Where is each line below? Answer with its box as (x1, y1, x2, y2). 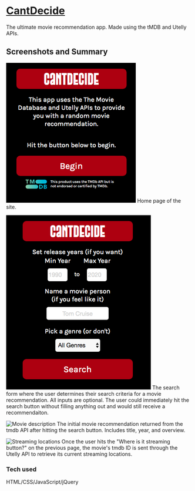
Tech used (6, 465, 37, 473)
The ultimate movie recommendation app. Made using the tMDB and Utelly (6, 23, 187, 31)
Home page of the (137, 197, 181, 204)
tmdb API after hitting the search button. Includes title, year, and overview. (6, 426, 186, 433)
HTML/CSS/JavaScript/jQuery (6, 479, 79, 486)
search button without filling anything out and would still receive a (6, 402, 166, 409)
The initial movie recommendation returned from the (56, 420, 183, 427)
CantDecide (6, 4, 66, 18)
